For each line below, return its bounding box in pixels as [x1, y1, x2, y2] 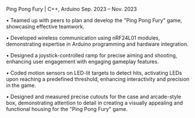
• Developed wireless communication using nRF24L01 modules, [6, 34, 160, 41]
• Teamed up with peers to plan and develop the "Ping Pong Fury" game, [6, 17, 183, 23]
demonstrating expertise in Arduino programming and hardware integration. [6, 41, 189, 47]
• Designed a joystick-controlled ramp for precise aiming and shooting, [6, 52, 177, 58]
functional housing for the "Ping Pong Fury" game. [6, 106, 128, 112]
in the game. [6, 82, 36, 89]
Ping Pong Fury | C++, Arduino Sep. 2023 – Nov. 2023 [6, 6, 137, 12]
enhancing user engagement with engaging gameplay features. [6, 58, 159, 65]
